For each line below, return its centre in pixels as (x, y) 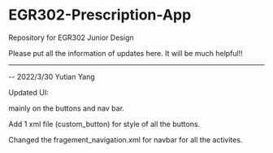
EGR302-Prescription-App (100, 15)
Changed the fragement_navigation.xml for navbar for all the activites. (126, 139)
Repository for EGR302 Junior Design (71, 37)
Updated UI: (28, 92)
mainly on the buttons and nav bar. (66, 108)
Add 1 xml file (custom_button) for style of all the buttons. (104, 124)
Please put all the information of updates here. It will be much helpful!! (126, 53)
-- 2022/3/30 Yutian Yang (52, 76)
